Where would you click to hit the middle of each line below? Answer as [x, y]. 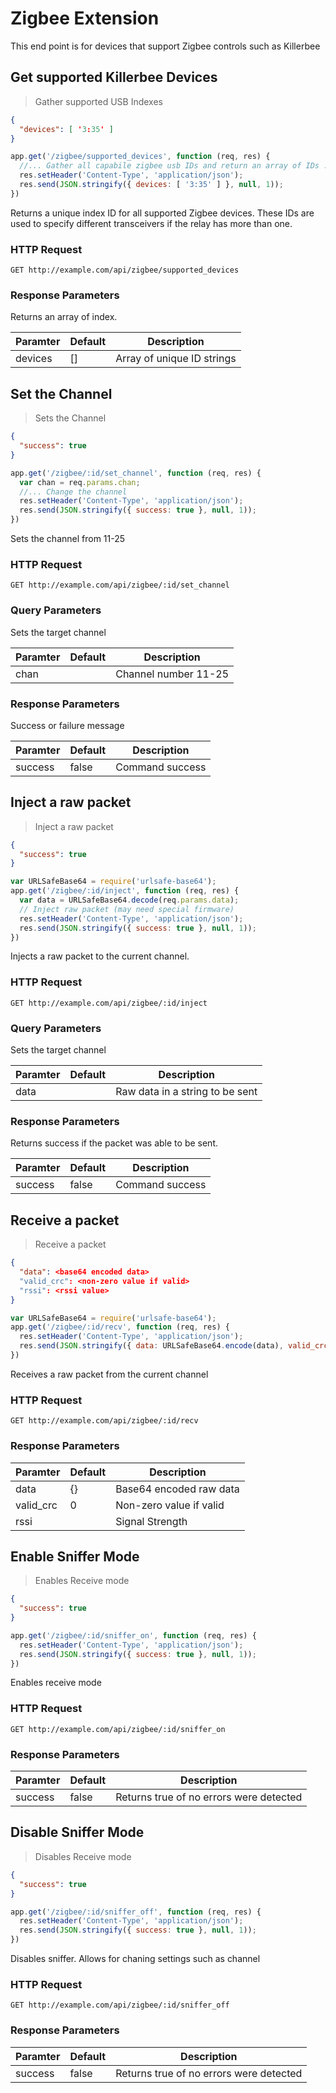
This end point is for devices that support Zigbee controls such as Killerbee [165, 46]
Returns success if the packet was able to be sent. [114, 1143]
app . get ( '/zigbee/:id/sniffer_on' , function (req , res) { [133, 1635]
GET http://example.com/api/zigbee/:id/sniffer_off [120, 2005]
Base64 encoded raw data [177, 1489]
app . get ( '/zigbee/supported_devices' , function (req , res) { [140, 157]
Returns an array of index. [64, 317]
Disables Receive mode [83, 1856]
